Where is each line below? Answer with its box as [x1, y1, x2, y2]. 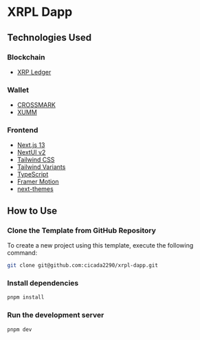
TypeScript [16, 170, 49, 179]
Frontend [7, 126, 38, 135]
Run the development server [7, 310, 104, 320]
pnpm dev [7, 326, 32, 333]
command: [7, 249, 38, 257]
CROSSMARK [16, 101, 56, 109]
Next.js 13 [16, 141, 45, 149]
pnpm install [7, 294, 45, 301]
